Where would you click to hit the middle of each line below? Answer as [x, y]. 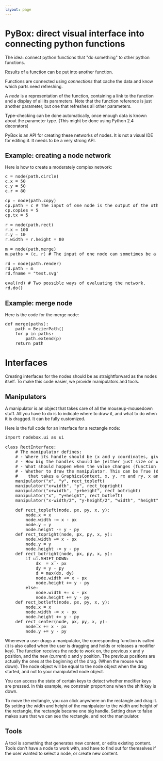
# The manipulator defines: [49, 452]
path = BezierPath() [40, 329]
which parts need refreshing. [34, 86]
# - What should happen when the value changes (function [86, 466]
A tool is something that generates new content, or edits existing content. [78, 743]
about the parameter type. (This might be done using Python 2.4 [70, 121]
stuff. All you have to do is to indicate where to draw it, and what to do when [81, 413]
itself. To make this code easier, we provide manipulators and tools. [72, 382]
